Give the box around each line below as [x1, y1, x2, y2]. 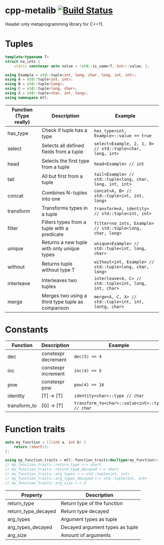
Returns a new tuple [41, 239, 88, 246]
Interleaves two [41, 277, 77, 284]
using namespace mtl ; [5, 95, 49, 100]
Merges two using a [41, 292, 87, 299]
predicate [41, 231, 64, 238]
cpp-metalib [5, 5, 56, 16]
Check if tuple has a [41, 126, 87, 133]
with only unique [41, 245, 80, 252]
